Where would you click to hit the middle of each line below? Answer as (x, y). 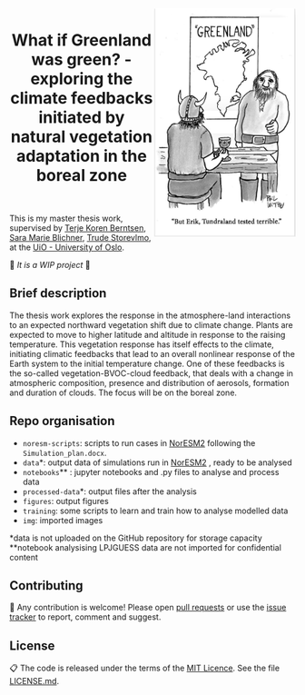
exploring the (82, 79)
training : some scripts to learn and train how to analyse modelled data (155, 511)
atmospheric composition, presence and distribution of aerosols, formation (149, 382)
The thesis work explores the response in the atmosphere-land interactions (150, 315)
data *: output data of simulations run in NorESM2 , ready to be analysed (157, 462)
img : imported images (63, 520)
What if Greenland (82, 40)
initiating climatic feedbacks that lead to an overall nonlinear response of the (152, 353)
